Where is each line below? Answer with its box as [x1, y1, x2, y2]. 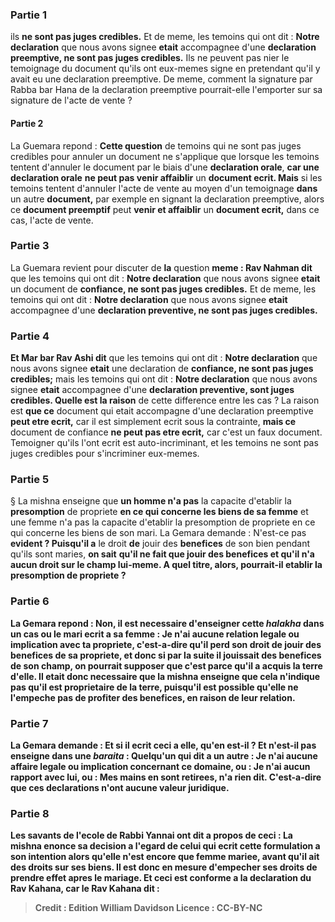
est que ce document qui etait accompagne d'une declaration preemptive [10, 405, 314, 417]
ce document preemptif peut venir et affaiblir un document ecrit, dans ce [10, 203, 320, 215]
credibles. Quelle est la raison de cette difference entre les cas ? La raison [10, 394, 320, 407]
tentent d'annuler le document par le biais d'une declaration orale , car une [10, 161, 320, 173]
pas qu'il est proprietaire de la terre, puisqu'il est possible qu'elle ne [10, 681, 299, 693]
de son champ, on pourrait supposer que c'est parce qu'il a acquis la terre [10, 659, 323, 672]
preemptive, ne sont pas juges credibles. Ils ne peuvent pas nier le [10, 52, 290, 64]
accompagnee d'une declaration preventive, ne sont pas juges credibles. [10, 304, 318, 316]
